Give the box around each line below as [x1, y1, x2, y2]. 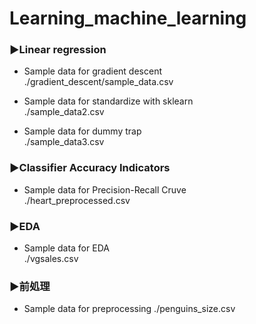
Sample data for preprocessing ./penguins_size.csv [23, 303, 236, 315]
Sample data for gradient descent [23, 65, 162, 77]
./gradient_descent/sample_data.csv [23, 76, 174, 88]
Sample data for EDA [23, 242, 110, 254]
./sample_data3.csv [23, 136, 105, 148]
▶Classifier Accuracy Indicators [9, 161, 171, 175]
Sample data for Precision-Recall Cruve [23, 183, 187, 196]
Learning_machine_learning [9, 7, 247, 30]
